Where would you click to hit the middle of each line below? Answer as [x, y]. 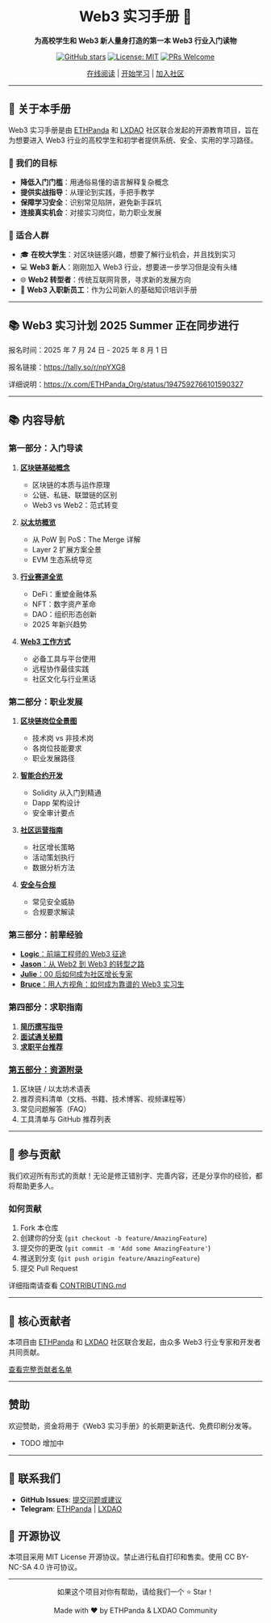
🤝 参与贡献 [34, 1154]
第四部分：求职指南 [46, 1008]
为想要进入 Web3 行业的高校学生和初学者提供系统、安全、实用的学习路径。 [133, 140]
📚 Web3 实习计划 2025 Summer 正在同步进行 [124, 325]
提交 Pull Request [49, 1268]
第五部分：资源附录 [46, 1070]
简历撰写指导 [41, 1026]
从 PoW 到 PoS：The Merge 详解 [86, 539]
